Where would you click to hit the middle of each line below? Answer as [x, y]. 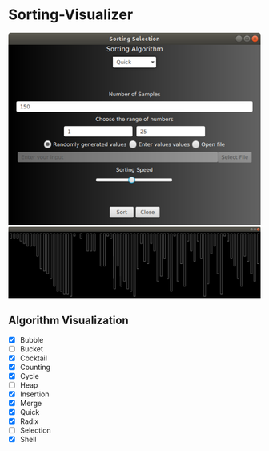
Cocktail [34, 358]
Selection [36, 430]
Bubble [32, 339]
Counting [35, 367]
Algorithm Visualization [69, 321]
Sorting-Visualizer [71, 15]
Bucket [32, 349]
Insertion [34, 394]
